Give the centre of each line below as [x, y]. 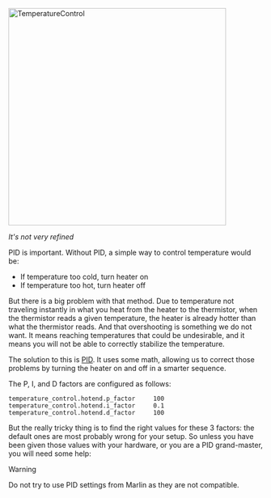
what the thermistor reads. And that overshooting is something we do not [130, 327]
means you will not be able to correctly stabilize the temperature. [116, 344]
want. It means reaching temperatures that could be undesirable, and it [127, 335]
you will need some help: [50, 454]
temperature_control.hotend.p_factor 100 [86, 399]
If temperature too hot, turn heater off [83, 285]
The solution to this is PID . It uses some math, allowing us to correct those [131, 359]
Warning [22, 469]
